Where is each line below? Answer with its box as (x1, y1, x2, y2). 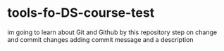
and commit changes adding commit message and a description (7, 35, 194, 43)
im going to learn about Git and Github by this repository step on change (7, 28, 217, 36)
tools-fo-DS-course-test (7, 5, 155, 21)
